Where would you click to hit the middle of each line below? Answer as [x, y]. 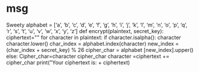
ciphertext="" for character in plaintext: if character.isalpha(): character [94, 37]
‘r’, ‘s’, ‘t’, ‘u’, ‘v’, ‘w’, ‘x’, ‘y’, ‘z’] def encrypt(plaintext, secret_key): [85, 31]
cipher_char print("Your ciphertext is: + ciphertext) [68, 62]
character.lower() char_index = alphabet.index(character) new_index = [93, 44]
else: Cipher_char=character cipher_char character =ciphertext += [88, 56]
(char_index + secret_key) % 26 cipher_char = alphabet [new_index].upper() [100, 50]
